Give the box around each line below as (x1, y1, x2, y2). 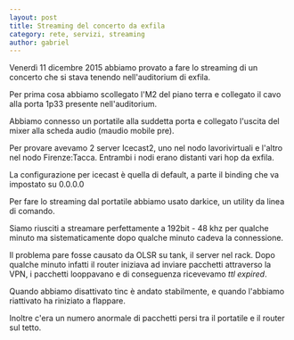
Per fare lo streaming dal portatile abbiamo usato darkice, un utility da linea (9, 196, 285, 207)
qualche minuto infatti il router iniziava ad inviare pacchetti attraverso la (9, 260, 272, 270)
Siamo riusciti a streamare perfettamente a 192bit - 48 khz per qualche (9, 223, 269, 234)
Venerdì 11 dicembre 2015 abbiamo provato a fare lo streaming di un (9, 62, 258, 73)
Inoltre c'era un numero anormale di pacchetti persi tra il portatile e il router (9, 313, 285, 324)
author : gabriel (9, 37, 69, 47)
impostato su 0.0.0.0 (9, 179, 85, 190)
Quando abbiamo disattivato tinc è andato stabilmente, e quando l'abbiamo (9, 286, 285, 297)
